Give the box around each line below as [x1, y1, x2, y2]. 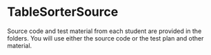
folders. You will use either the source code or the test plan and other [7, 34, 204, 42]
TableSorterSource [7, 4, 119, 20]
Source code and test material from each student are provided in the [7, 27, 202, 35]
